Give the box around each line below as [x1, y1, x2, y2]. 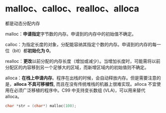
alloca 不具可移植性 [14, 81, 54, 87]
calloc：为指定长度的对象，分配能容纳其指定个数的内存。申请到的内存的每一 [5, 41, 162, 47]
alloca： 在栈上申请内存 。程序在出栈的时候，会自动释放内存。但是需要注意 [5, 75, 157, 81]
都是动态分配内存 [5, 20, 40, 26]
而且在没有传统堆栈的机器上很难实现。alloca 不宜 [56, 81, 157, 87]
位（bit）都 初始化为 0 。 [5, 48, 54, 54]
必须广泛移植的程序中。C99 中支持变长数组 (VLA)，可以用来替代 [13, 87, 146, 93]
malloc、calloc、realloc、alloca [5, 3, 139, 14]
